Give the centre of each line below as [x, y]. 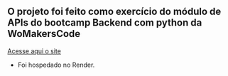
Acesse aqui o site [34, 51]
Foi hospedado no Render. [56, 65]
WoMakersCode [44, 34]
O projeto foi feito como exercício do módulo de [114, 12]
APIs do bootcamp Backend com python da [105, 23]
